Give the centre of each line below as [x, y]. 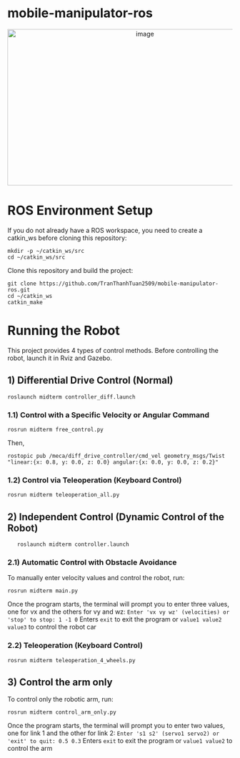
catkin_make [25, 302]
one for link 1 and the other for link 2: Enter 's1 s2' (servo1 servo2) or [114, 733]
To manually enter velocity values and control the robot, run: [96, 578]
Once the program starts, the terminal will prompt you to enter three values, [119, 604]
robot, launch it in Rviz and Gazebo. [60, 358]
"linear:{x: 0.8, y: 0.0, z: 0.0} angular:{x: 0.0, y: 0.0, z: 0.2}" [113, 462]
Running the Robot [64, 331]
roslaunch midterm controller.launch [73, 544]
